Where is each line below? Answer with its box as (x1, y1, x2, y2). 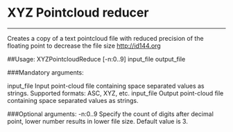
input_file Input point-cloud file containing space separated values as (7, 82, 205, 90)
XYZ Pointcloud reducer (7, 5, 149, 21)
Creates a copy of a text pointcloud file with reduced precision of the (7, 34, 204, 42)
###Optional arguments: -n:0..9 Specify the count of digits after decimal (7, 109, 214, 118)
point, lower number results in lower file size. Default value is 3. (7, 117, 189, 125)
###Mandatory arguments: (7, 68, 85, 77)
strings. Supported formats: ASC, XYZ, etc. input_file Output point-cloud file (7, 88, 224, 97)
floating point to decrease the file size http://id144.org (7, 41, 161, 50)
